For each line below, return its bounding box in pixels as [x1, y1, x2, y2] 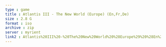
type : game [5, 7, 30, 12]
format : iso [5, 21, 32, 26]
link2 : [5, 35, 21, 40]
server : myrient [5, 30, 41, 35]
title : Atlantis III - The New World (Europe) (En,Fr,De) [5, 12, 129, 17]
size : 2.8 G [5, 16, 32, 21]
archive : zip [5, 25, 35, 30]
